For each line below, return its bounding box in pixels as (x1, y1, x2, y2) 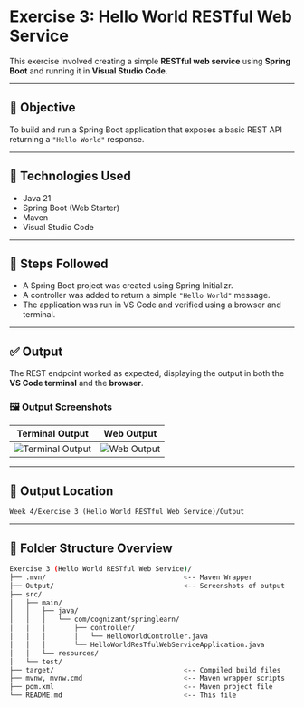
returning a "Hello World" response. (9, 133, 145, 144)
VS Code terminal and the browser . (9, 378, 144, 389)
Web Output (103, 428, 157, 441)
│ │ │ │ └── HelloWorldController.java (9, 632, 208, 641)
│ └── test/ (9, 657, 63, 666)
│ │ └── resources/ (9, 648, 100, 658)
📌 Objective (9, 100, 76, 115)
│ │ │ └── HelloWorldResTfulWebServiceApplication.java (9, 640, 265, 649)
